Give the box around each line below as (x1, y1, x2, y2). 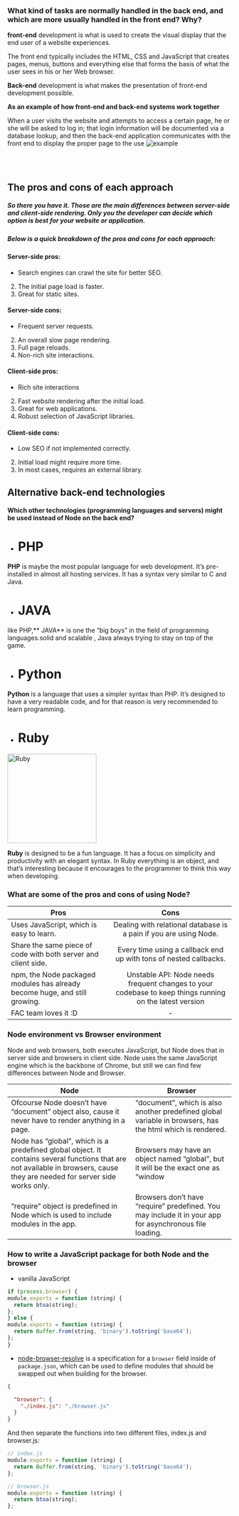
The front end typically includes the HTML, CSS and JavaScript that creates (7, 52, 230, 61)
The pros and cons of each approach (7, 181, 174, 193)
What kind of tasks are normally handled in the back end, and (7, 6, 223, 16)
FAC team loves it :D (11, 1008, 78, 1018)
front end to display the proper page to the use (7, 139, 144, 148)
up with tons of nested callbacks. (115, 954, 226, 964)
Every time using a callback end (117, 945, 224, 955)
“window (134, 1171, 165, 1181)
